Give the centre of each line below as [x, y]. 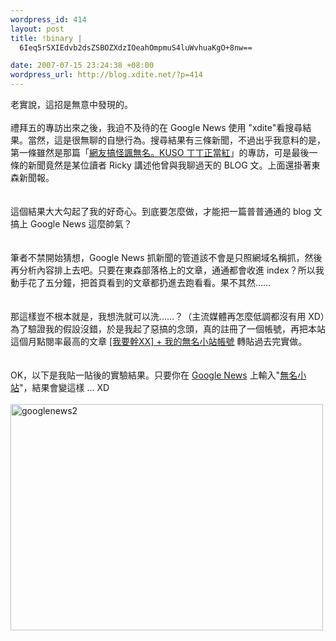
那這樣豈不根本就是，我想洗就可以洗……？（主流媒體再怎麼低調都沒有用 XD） [167, 316]
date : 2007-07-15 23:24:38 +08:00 [82, 66]
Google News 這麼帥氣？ [81, 224]
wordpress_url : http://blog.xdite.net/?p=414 [106, 75]
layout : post [37, 29]
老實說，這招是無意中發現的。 [71, 104]
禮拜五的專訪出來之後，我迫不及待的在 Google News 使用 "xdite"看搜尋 [156, 127]
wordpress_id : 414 [48, 19]
